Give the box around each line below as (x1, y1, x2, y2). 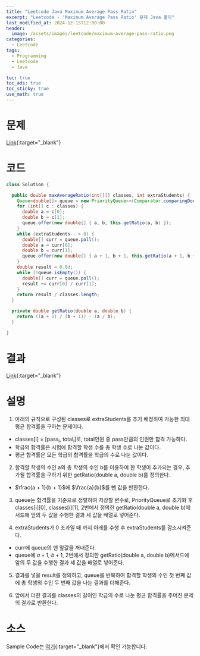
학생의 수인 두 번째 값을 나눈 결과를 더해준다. (27, 579, 131, 586)
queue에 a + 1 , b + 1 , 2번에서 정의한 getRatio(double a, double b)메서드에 (14, 551, 189, 559)
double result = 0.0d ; (17, 264, 73, 270)
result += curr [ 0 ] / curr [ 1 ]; (21, 281, 97, 287)
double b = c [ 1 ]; (21, 215, 65, 221)
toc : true (6, 75, 31, 81)
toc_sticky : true (6, 86, 49, 92)
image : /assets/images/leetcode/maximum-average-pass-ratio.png (11, 31, 174, 37)
